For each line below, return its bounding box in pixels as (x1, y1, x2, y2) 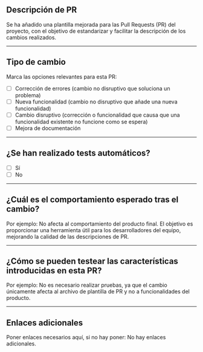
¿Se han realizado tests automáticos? (6, 148, 151, 158)
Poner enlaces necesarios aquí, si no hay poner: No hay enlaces (6, 334, 166, 341)
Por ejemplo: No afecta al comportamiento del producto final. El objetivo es (6, 220, 193, 227)
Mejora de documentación (14, 124, 81, 132)
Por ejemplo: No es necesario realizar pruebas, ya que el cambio (6, 281, 167, 289)
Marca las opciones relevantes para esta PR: (6, 73, 117, 80)
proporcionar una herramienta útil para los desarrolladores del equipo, (6, 226, 181, 233)
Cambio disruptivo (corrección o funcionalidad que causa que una (14, 111, 180, 119)
